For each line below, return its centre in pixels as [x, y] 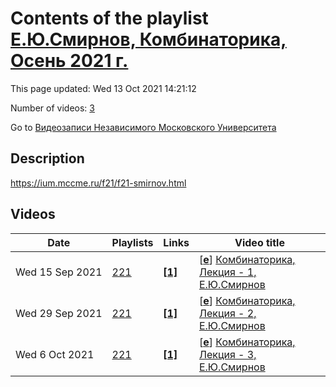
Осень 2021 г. [69, 61]
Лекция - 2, [227, 313]
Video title [259, 242]
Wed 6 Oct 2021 [55, 354]
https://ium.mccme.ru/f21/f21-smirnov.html [98, 183]
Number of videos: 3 [52, 108]
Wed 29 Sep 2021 [59, 313]
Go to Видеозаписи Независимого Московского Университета [143, 127]
